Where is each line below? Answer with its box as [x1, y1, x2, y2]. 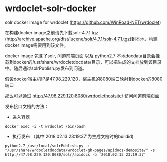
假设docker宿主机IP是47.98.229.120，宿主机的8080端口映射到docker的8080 [5, 76, 163, 82]
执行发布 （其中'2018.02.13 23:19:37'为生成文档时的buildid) [12, 133, 134, 139]
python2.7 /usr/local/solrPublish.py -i [5, 143, 91, 148]
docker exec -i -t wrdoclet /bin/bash [5, 124, 86, 129]
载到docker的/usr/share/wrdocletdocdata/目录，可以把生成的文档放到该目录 [5, 59, 162, 65]
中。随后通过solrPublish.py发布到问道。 [5, 65, 87, 71]
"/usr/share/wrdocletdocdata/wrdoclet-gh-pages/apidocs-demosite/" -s [5, 148, 155, 153]
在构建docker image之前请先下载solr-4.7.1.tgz [5, 29, 99, 35]
